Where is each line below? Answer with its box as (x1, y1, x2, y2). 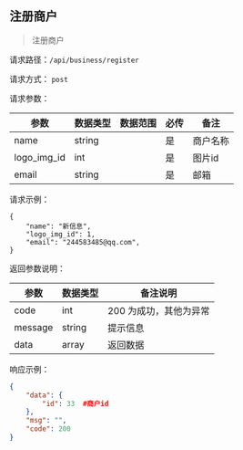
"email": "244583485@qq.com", (25, 237, 141, 246)
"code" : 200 (25, 424, 71, 434)
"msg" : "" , (25, 416, 67, 425)
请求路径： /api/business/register (9, 54, 139, 65)
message (14, 320, 54, 333)
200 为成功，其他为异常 (107, 304, 210, 317)
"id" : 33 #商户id (42, 399, 109, 408)
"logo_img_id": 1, (25, 229, 96, 239)
